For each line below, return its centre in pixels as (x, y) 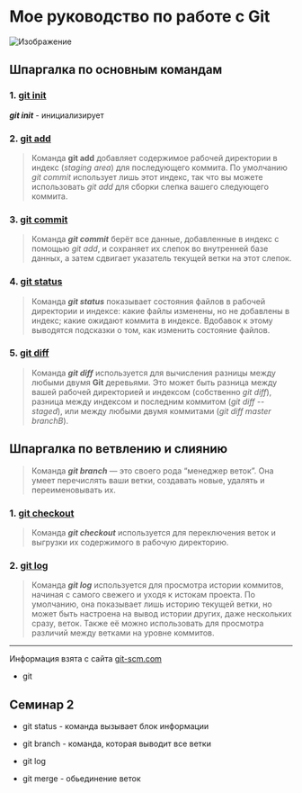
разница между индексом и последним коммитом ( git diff (143, 401)
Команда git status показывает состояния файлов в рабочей (148, 301)
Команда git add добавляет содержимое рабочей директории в (154, 158)
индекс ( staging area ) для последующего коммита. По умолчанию (159, 167)
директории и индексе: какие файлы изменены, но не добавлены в (160, 311)
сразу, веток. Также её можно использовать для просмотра (147, 624)
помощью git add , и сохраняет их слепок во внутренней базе (150, 248)
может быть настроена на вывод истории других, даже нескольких (161, 614)
